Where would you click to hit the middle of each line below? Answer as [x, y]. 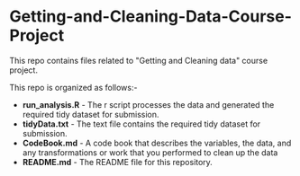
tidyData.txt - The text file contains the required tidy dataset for [141, 124]
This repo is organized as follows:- [73, 87]
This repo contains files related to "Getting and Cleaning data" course [139, 60]
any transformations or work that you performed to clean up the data [150, 152]
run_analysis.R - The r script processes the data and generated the [148, 104]
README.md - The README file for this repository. [118, 162]
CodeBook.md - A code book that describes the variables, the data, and [157, 143]
